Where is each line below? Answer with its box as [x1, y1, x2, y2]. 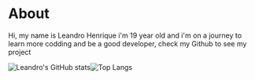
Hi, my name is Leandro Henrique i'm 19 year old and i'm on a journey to [8, 31, 242, 40]
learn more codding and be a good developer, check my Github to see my [8, 38, 247, 48]
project [8, 47, 31, 56]
